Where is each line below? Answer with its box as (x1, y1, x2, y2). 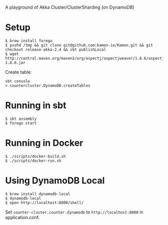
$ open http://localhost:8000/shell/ (5, 200, 84, 205)
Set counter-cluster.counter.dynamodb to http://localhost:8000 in (5, 209, 143, 215)
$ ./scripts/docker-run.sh (5, 158, 61, 163)
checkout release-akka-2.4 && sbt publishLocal (5, 47, 106, 52)
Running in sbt (5, 100, 66, 111)
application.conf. (5, 214, 40, 220)
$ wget (5, 51, 19, 57)
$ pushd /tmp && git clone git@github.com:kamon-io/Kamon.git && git (5, 43, 153, 48)
